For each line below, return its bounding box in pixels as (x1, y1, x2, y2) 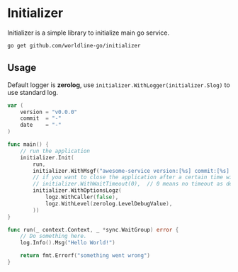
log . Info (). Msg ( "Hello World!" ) (20, 239, 115, 246)
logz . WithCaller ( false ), (45, 193, 119, 200)
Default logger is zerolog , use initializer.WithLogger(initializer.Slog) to (7, 80, 230, 89)
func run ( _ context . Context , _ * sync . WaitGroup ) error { (7, 226, 179, 233)
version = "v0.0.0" (20, 108, 78, 115)
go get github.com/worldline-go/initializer (7, 42, 141, 49)
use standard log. (7, 88, 59, 96)
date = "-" (20, 122, 62, 129)
